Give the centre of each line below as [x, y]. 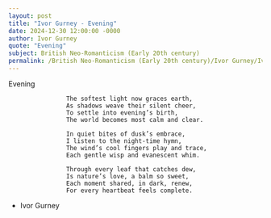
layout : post [30, 16]
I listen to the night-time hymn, [124, 141]
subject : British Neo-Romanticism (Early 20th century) [104, 53]
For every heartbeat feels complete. [129, 191]
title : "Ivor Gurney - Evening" [63, 23]
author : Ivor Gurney [43, 38]
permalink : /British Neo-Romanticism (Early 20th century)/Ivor [119, 61]
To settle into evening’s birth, [122, 113]
